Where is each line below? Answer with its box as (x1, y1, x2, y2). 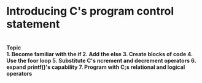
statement (6, 17, 60, 31)
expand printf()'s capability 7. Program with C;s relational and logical (6, 63, 185, 71)
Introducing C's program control (6, 4, 174, 18)
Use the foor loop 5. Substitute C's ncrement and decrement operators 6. (6, 57, 196, 64)
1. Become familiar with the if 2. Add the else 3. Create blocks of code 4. (6, 50, 193, 57)
